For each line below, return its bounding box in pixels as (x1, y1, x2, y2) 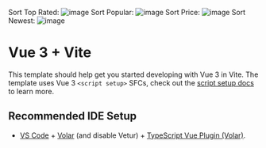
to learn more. (8, 86, 54, 96)
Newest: (8, 16, 36, 25)
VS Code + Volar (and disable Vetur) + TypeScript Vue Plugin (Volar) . (19, 131, 246, 140)
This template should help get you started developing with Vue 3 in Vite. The (8, 70, 259, 79)
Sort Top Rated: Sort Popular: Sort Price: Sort (8, 8, 246, 17)
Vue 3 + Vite (8, 44, 92, 62)
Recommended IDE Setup (8, 109, 137, 123)
